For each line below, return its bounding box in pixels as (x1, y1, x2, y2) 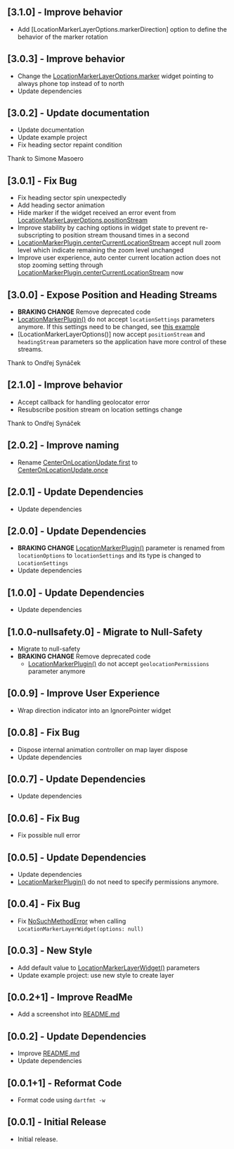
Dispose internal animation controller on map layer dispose (17, 745, 188, 754)
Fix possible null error (17, 831, 81, 840)
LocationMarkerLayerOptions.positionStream (17, 216, 148, 225)
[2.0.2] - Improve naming (7, 439, 119, 451)
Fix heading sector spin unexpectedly (17, 194, 126, 202)
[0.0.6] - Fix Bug (7, 812, 80, 824)
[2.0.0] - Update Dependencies (7, 525, 146, 537)
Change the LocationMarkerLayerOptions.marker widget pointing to (17, 71, 214, 80)
